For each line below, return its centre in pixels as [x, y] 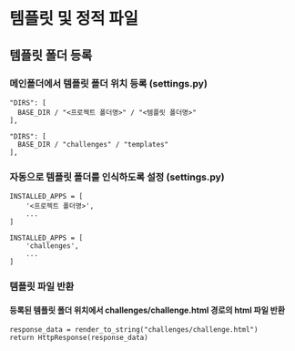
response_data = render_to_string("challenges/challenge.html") [134, 330]
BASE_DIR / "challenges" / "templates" [93, 144]
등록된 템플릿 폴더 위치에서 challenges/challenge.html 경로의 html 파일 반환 [147, 310]
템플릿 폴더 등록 [51, 55]
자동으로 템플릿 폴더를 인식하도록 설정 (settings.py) [117, 177]
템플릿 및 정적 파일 [74, 19]
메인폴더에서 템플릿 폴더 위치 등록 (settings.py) [108, 83]
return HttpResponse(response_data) [79, 338]
